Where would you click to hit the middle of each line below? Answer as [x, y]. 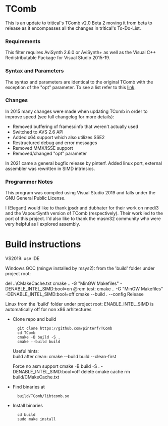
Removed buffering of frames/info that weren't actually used [75, 126]
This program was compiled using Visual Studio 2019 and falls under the [80, 193]
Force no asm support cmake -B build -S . [56, 366]
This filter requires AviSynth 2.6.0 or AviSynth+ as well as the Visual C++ [81, 52]
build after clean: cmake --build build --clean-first [64, 357]
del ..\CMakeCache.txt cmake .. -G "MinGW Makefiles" [62, 283]
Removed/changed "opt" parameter [50, 153]
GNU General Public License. [35, 198]
